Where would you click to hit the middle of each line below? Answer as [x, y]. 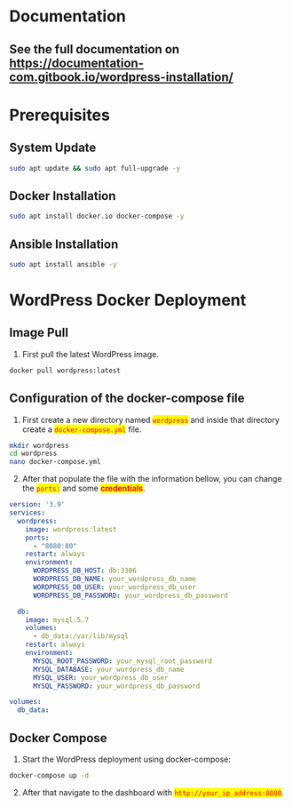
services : [28, 513]
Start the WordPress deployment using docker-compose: [126, 759]
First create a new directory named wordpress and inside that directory [150, 419]
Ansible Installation [64, 244]
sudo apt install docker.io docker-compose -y [97, 216]
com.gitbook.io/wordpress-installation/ [121, 77]
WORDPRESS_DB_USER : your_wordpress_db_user [115, 587]
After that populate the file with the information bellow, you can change [152, 479]
